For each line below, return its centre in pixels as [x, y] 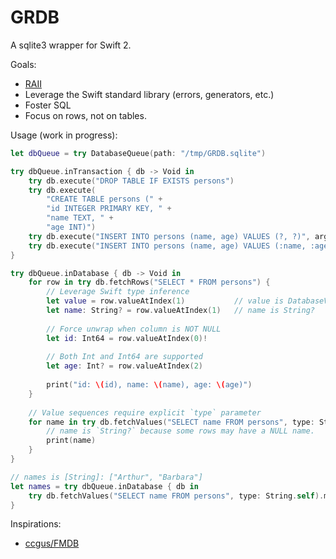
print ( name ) [71, 441]
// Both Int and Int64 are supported [124, 357]
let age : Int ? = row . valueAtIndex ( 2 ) [124, 366]
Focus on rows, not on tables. [85, 115]
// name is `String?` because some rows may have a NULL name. [180, 431]
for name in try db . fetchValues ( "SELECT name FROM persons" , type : [171, 422]
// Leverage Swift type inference [118, 292]
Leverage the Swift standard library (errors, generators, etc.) [149, 94]
